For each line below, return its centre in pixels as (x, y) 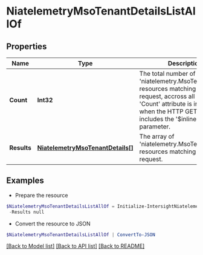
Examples (25, 181)
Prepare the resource (41, 195)
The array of (157, 136)
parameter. (155, 127)
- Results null (27, 212)
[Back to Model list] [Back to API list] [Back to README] (76, 246)
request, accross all (167, 96)
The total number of (167, 74)
